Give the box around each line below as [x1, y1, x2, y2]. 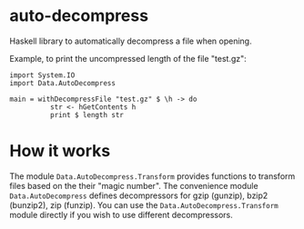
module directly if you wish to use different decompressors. [9, 209, 234, 220]
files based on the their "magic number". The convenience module [9, 180, 258, 191]
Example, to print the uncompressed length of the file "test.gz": [9, 53, 248, 64]
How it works [9, 141, 111, 162]
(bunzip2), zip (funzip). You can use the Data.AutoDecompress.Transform [9, 199, 279, 210]
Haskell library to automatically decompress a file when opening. [9, 35, 252, 46]
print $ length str [49, 110, 125, 119]
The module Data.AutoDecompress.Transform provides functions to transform [9, 170, 296, 182]
